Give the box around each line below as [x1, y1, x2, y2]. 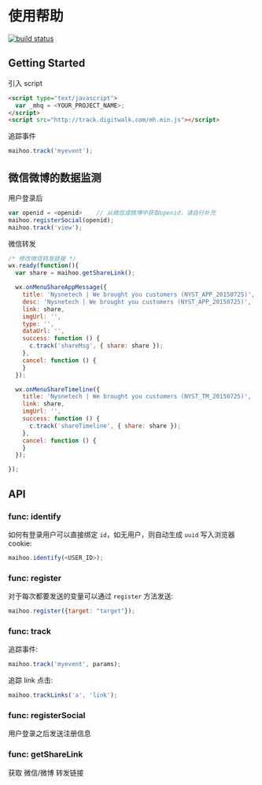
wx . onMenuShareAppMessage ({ [15, 283, 108, 291]
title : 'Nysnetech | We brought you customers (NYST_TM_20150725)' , [22, 393, 252, 401]
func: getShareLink [8, 749, 83, 760]
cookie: [8, 539, 33, 548]
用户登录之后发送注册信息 [8, 729, 91, 739]
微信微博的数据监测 [8, 171, 101, 184]
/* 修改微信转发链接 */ [8, 254, 77, 262]
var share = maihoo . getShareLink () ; [15, 269, 135, 277]
